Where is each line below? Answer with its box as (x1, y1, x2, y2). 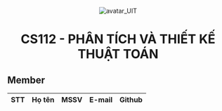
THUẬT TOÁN (77, 46, 159, 63)
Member (7, 74, 46, 86)
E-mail (89, 95, 113, 105)
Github (119, 95, 143, 105)
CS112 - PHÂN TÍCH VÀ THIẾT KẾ (20, 32, 216, 47)
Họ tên (31, 95, 55, 105)
